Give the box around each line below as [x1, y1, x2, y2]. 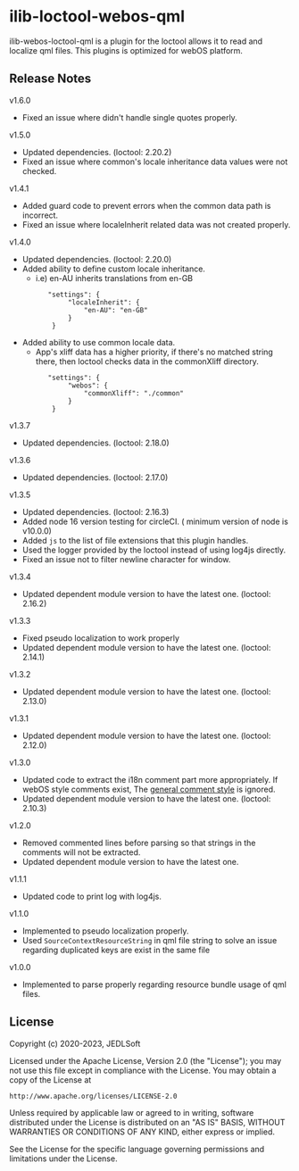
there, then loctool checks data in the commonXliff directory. [35, 355, 259, 367]
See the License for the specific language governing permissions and [9, 1143, 265, 1154]
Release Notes [9, 71, 92, 87]
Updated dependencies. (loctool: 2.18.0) [21, 437, 170, 448]
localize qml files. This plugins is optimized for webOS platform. [9, 45, 244, 55]
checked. [21, 165, 57, 176]
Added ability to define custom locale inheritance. [21, 263, 205, 274]
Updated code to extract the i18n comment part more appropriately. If [21, 774, 278, 785]
